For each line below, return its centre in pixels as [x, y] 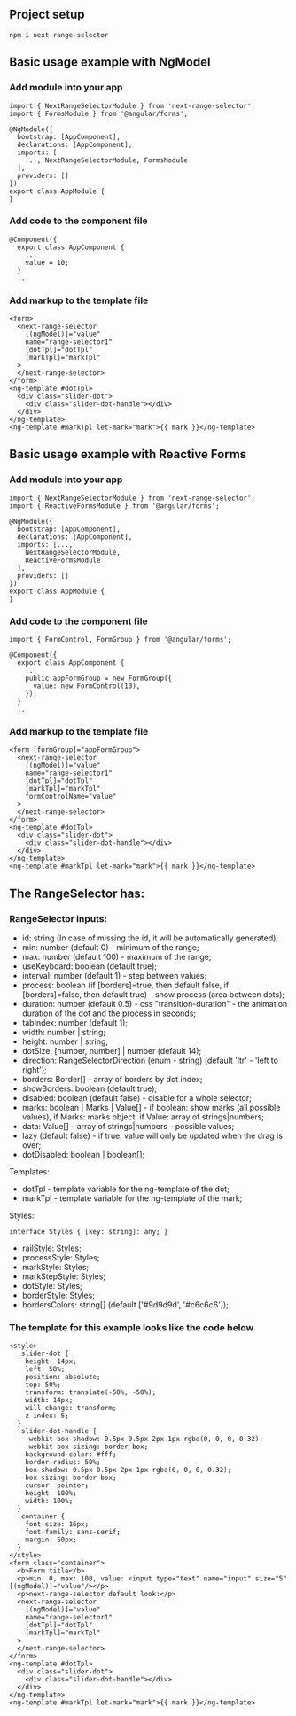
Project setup [47, 15]
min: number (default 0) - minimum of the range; [110, 948]
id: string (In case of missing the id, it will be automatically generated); [150, 938]
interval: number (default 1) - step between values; [114, 976]
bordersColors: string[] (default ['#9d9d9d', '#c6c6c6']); [125, 1305]
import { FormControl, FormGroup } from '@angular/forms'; [121, 640]
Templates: [30, 1172]
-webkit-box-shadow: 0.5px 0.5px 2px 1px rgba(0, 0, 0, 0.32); [144, 1439]
